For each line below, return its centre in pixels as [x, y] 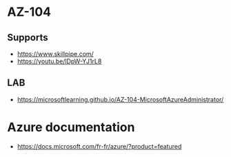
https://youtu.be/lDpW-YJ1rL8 [59, 61]
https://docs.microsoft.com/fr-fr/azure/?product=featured [99, 146]
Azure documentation [71, 127]
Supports [28, 38]
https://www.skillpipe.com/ [56, 54]
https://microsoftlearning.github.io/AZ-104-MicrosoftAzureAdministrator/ [120, 99]
